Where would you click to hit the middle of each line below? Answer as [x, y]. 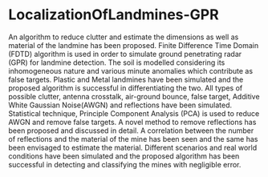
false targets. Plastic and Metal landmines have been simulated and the [126, 79]
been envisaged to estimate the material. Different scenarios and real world [133, 147]
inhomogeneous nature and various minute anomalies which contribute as [131, 70]
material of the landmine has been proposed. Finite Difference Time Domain [134, 45]
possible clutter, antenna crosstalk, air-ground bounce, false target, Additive [134, 96]
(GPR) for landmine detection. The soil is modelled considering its [117, 62]
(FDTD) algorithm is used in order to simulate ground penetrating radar [125, 54]
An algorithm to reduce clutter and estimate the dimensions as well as [124, 37]
